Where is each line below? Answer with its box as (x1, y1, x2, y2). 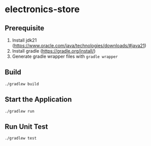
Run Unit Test (5, 123, 49, 131)
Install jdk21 (12, 37, 37, 43)
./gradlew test (5, 136, 37, 141)
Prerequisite (5, 24, 45, 32)
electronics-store (5, 4, 80, 15)
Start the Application (5, 95, 72, 104)
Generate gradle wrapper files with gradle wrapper (12, 53, 118, 59)
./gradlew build (5, 81, 39, 87)
